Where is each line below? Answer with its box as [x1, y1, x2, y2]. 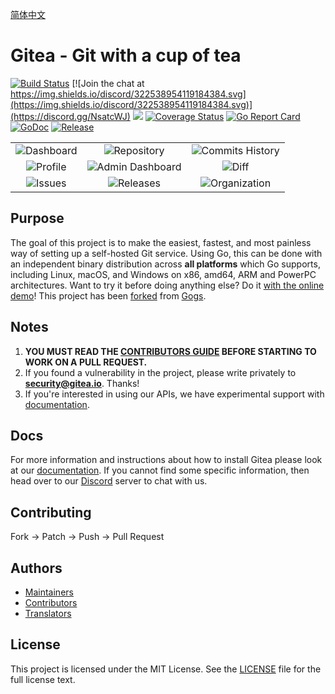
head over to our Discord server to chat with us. [10, 475, 208, 487]
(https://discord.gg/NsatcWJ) [10, 110, 131, 122]
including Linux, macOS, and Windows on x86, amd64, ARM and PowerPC [10, 268, 317, 280]
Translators [24, 608, 72, 619]
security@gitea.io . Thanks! [24, 377, 140, 389]
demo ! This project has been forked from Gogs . [10, 289, 207, 302]
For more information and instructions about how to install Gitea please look [10, 454, 323, 466]
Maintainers [24, 586, 74, 598]
